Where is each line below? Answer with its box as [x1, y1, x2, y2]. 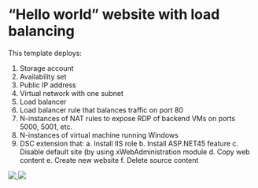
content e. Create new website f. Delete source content [19, 155, 199, 164]
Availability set [19, 72, 67, 81]
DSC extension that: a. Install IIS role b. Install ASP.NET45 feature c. [19, 138, 238, 148]
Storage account [19, 63, 74, 72]
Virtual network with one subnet [19, 88, 123, 98]
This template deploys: [8, 48, 83, 57]
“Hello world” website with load [8, 6, 220, 24]
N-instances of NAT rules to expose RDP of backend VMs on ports [19, 113, 236, 123]
